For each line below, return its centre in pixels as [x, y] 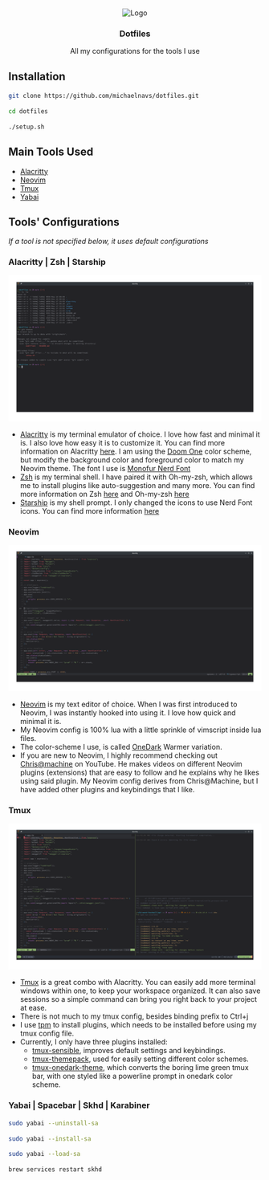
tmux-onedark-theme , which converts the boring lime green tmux [140, 1068]
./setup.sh [26, 127]
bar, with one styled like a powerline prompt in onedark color [132, 1076]
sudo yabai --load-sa [45, 1154]
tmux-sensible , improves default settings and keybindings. [129, 1051]
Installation [37, 76]
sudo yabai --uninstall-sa [53, 1123]
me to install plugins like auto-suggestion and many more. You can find [137, 486]
